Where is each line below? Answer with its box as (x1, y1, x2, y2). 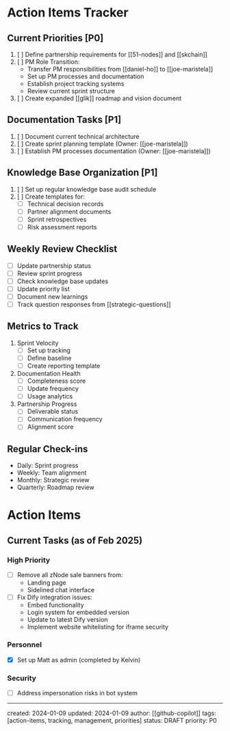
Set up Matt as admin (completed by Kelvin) (16, 655, 141, 664)
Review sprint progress (16, 269, 83, 278)
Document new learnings (16, 292, 88, 300)
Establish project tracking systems (27, 80, 125, 87)
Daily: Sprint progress (16, 462, 79, 470)
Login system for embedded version (27, 608, 130, 616)
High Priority (7, 555, 51, 565)
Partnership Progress (16, 400, 77, 408)
